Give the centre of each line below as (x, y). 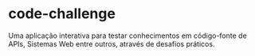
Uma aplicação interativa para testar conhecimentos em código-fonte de (127, 35)
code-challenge (62, 14)
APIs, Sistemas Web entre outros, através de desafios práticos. (112, 43)
